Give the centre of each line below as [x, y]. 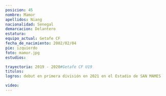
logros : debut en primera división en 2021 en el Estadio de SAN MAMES [83, 76]
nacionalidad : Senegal [29, 24]
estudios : [16, 57]
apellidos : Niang [24, 19]
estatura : [16, 34]
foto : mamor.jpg [22, 53]
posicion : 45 [19, 10]
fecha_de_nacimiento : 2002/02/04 [41, 43]
